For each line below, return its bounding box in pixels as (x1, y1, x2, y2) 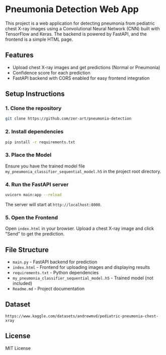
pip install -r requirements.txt (5, 140, 75, 145)
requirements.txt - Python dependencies (12, 270, 99, 276)
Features (5, 51, 34, 60)
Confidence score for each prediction (12, 70, 91, 76)
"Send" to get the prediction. (5, 231, 65, 237)
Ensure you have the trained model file (5, 163, 86, 169)
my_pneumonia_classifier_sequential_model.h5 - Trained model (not (12, 275, 153, 281)
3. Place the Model (5, 151, 52, 158)
